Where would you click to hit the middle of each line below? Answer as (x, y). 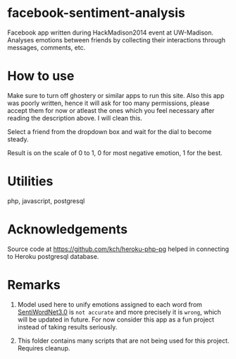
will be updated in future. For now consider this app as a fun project (116, 320)
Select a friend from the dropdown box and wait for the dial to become (110, 131)
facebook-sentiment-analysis (96, 13)
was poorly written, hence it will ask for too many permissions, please (108, 103)
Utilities (30, 182)
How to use (41, 76)
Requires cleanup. (44, 348)
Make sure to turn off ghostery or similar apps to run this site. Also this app (116, 95)
